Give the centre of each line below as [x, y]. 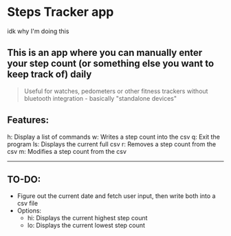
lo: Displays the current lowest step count [86, 226]
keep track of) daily [49, 74]
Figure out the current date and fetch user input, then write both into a [116, 196]
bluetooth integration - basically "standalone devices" [100, 98]
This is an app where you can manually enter [105, 53]
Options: [29, 210]
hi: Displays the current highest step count [87, 218]
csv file [27, 204]
